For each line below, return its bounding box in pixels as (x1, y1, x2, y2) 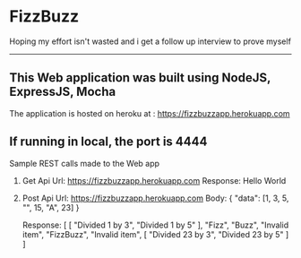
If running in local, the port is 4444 (9, 134, 208, 150)
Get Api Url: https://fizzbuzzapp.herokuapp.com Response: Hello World (21, 175, 287, 185)
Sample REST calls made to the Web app (9, 158, 159, 168)
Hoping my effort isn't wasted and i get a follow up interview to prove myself (9, 36, 291, 47)
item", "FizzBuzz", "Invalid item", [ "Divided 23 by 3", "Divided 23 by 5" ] (21, 228, 289, 239)
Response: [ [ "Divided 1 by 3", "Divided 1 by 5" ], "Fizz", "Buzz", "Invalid (21, 219, 289, 230)
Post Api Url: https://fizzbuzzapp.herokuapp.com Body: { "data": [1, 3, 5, (21, 193, 289, 203)
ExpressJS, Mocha (9, 84, 116, 99)
